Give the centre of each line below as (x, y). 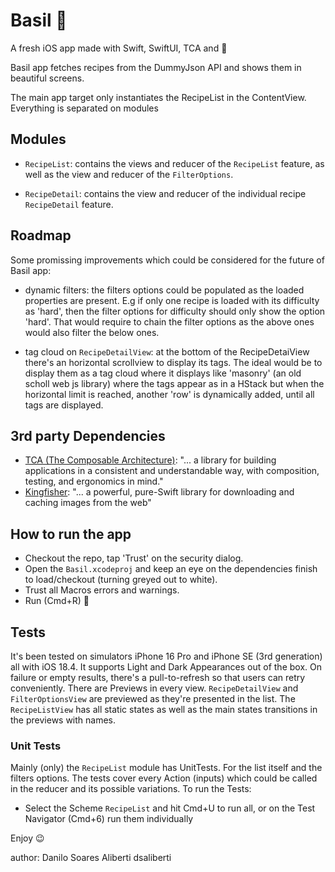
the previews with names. (63, 720)
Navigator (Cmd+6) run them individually (109, 819)
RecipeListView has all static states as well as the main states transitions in (164, 709)
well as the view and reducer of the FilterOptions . (129, 174)
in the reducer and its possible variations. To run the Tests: (131, 789)
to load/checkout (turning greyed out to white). (121, 580)
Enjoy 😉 (27, 838)
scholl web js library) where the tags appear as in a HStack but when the (174, 383)
